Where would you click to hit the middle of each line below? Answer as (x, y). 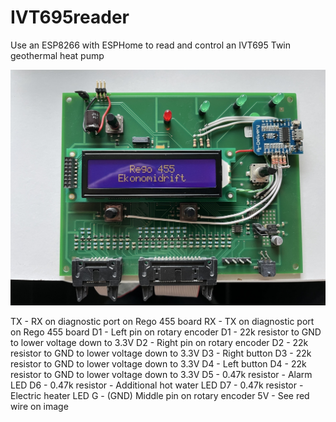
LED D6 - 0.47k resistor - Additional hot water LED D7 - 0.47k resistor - (157, 385)
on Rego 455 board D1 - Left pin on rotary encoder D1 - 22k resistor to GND (166, 332)
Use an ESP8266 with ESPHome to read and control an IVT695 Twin (151, 45)
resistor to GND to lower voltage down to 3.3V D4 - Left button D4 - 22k (158, 364)
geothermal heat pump (57, 55)
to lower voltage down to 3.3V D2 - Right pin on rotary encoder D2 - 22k (159, 343)
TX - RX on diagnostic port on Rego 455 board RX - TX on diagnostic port (162, 322)
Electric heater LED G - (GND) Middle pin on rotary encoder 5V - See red (160, 396)
